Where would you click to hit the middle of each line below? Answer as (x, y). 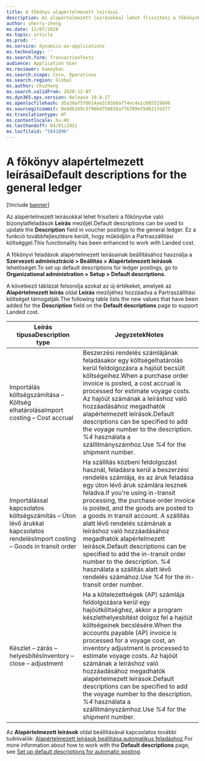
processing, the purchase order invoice (139, 500)
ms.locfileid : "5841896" (38, 132)
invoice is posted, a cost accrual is (132, 383)
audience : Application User (42, 63)
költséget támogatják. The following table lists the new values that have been (102, 299)
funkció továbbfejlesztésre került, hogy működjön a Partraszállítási (90, 236)
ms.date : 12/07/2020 (33, 29)
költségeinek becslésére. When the (132, 625)
